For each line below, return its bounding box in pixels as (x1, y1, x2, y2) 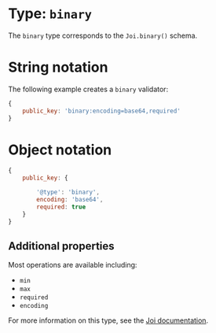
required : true (36, 202, 86, 211)
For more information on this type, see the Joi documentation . (8, 316, 209, 325)
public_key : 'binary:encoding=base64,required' (22, 107, 181, 115)
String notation (8, 58, 108, 76)
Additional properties (8, 239, 115, 253)
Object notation (8, 141, 112, 158)
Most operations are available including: (8, 261, 137, 270)
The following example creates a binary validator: (8, 84, 169, 94)
